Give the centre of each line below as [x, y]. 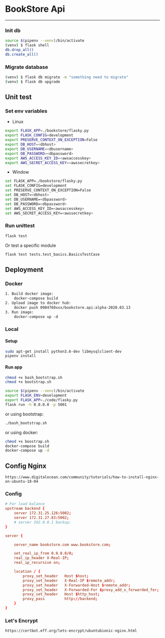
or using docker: [22, 432]
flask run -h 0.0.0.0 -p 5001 [36, 405]
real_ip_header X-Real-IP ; [41, 558]
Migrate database [27, 67]
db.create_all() [22, 54]
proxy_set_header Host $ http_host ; [61, 594]
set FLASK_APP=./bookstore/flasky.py [44, 181]
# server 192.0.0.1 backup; [42, 522]
